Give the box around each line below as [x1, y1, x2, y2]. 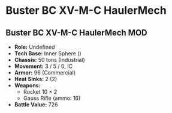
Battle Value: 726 [14, 101, 58, 108]
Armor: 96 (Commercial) [14, 69, 76, 76]
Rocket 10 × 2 [23, 88, 58, 95]
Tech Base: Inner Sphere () [14, 50, 82, 57]
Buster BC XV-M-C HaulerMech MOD [5, 28, 147, 38]
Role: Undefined [14, 43, 55, 50]
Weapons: [14, 82, 41, 89]
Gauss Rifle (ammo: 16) [23, 94, 81, 102]
